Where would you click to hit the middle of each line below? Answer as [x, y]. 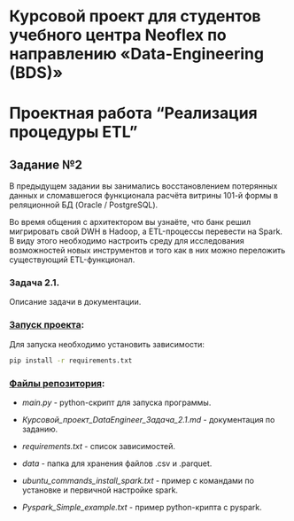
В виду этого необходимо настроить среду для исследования [127, 241]
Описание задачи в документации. [75, 302]
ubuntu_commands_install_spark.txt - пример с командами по [138, 480]
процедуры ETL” [73, 132]
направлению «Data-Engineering [136, 54]
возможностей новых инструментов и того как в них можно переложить [147, 251]
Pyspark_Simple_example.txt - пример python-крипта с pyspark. [142, 507]
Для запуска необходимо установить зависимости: [107, 344]
